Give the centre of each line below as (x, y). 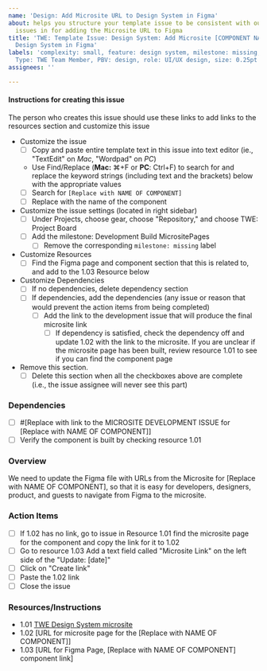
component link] (46, 658)
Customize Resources (56, 255)
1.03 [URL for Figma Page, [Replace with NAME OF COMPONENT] (128, 650)
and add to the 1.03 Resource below (90, 272)
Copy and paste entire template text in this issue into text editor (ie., (142, 150)
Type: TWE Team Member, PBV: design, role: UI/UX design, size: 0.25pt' (138, 60)
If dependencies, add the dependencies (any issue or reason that (139, 298)
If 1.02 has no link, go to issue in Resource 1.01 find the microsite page (134, 533)
